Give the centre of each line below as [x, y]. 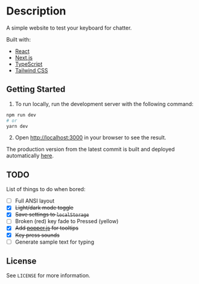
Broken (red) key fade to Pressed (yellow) [67, 221]
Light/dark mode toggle [44, 208]
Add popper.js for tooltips [47, 228]
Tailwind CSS [31, 70]
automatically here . [30, 156]
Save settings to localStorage [52, 215]
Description [36, 11]
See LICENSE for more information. [48, 276]
